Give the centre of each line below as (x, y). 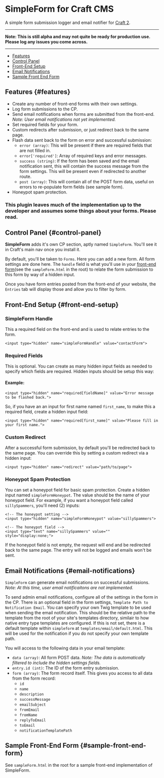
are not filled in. (35, 151)
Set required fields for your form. (45, 124)
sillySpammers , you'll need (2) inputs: (42, 506)
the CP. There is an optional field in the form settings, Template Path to (77, 603)
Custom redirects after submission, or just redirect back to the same (81, 130)
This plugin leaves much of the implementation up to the (73, 205)
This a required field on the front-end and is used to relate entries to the (77, 329)
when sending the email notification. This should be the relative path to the (80, 613)
